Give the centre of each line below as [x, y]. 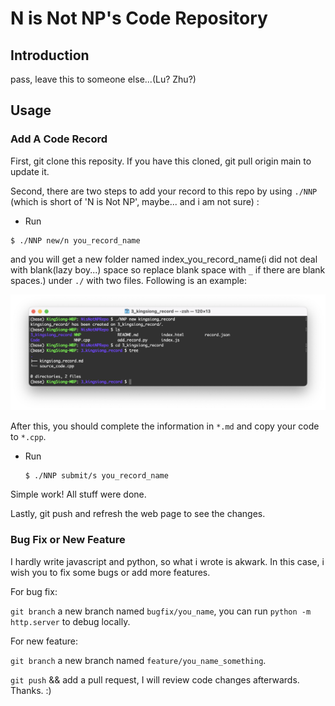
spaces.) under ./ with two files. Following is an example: [129, 280]
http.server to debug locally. [70, 621]
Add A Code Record [59, 139]
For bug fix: [34, 591]
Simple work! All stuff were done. [78, 494]
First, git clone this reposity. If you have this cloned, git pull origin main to [161, 161]
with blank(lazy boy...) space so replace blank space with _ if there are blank [168, 269]
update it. [30, 171]
